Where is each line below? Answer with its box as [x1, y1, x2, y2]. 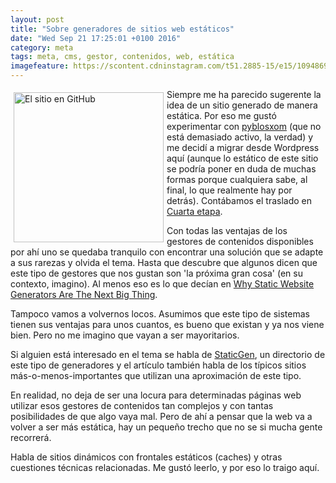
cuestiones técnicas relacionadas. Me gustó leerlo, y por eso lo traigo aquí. [10, 462, 320, 473]
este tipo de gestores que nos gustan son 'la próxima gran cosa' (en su [10, 267, 303, 279]
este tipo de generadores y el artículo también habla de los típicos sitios [10, 359, 307, 371]
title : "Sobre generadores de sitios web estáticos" [10, 24, 235, 34]
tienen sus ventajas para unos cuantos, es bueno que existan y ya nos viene [10, 319, 325, 330]
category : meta [10, 42, 74, 53]
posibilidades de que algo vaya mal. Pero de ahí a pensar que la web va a [10, 411, 313, 422]
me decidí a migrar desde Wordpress [166, 142, 320, 153]
